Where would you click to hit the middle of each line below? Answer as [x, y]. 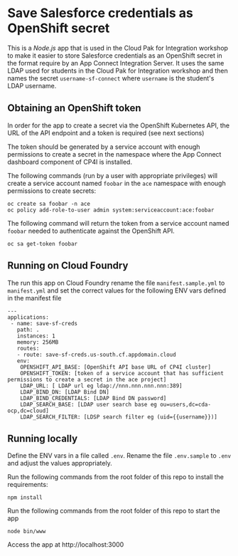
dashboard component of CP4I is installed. [70, 162]
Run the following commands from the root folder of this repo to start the [114, 511]
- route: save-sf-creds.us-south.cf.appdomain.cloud [96, 355]
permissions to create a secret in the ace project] [87, 379]
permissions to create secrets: [52, 191]
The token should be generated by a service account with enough [104, 147]
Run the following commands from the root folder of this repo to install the [116, 477]
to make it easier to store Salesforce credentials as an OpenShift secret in [115, 56]
